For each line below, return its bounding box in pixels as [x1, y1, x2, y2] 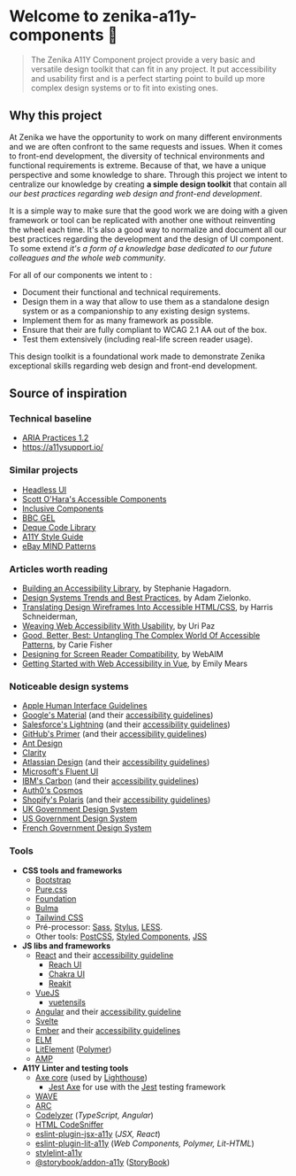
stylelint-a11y [34, 1147, 82, 1157]
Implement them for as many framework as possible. [21, 314, 214, 325]
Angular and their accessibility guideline [34, 1006, 181, 1017]
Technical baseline [9, 413, 93, 425]
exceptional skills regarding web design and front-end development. [9, 360, 258, 371]
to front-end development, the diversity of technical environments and [9, 151, 265, 161]
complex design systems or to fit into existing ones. [30, 82, 219, 93]
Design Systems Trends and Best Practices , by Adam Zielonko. [21, 592, 252, 603]
